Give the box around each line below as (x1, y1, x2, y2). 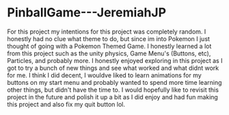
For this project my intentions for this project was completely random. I (7, 27, 206, 36)
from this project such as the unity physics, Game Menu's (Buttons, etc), (7, 49, 211, 57)
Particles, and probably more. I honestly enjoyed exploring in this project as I (7, 56, 223, 64)
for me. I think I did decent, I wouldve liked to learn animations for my (7, 71, 202, 79)
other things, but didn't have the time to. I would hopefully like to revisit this (7, 86, 219, 94)
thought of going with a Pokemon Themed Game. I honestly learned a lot (7, 42, 212, 50)
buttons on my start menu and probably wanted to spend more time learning (7, 78, 222, 86)
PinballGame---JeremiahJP (7, 5, 166, 21)
